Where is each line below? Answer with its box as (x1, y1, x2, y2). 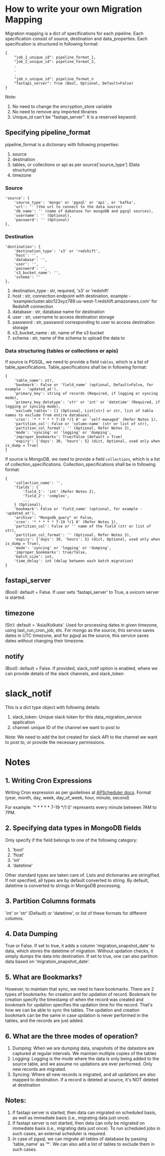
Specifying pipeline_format (5, 128, 90, 137)
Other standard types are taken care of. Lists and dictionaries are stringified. (5, 872, 161, 878)
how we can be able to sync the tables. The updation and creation (5, 1007, 140, 1013)
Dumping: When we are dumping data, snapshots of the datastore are (12, 1045, 155, 1051)
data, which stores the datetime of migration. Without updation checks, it (5, 948, 154, 954)
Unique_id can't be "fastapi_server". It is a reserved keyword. (12, 114, 137, 120)
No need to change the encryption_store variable (12, 103, 112, 109)
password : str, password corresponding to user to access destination (12, 319, 155, 325)
